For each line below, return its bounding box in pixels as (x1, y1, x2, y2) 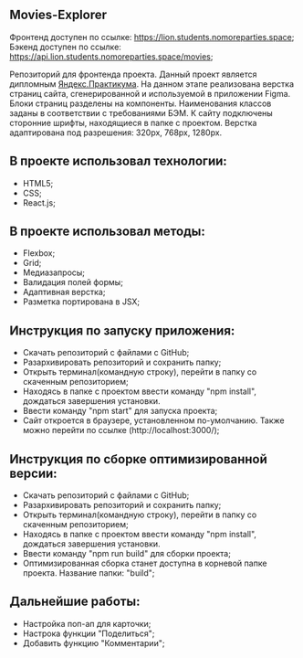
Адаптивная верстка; (22, 287, 106, 298)
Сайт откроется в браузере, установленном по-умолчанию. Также (22, 415, 285, 426)
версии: (9, 465, 57, 481)
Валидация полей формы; (22, 277, 123, 288)
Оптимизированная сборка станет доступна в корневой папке (22, 557, 267, 569)
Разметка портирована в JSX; (22, 296, 141, 307)
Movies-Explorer (9, 7, 108, 23)
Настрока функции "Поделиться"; (22, 628, 155, 639)
